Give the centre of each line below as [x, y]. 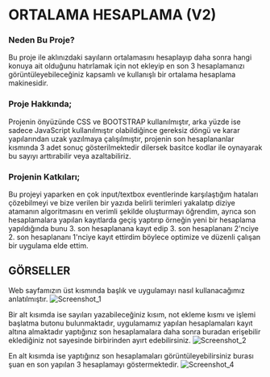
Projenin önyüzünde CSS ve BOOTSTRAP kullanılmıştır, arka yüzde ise [125, 122]
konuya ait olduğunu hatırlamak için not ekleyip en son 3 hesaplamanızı [127, 66]
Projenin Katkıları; [44, 176]
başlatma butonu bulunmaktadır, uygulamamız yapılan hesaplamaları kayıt [131, 323]
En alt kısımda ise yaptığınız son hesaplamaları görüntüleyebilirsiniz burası [131, 355]
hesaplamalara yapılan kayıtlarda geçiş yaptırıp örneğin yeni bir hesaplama [132, 220]
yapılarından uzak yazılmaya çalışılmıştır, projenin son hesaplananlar [121, 139]
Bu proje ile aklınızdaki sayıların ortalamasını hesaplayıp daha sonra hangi [130, 57]
